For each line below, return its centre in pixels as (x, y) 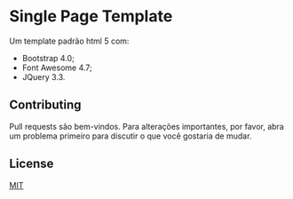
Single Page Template (91, 16)
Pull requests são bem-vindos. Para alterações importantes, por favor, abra (146, 126)
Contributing (45, 105)
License (32, 164)
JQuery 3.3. (44, 76)
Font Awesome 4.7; (57, 68)
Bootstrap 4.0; (48, 58)
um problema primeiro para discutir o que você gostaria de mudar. (131, 136)
